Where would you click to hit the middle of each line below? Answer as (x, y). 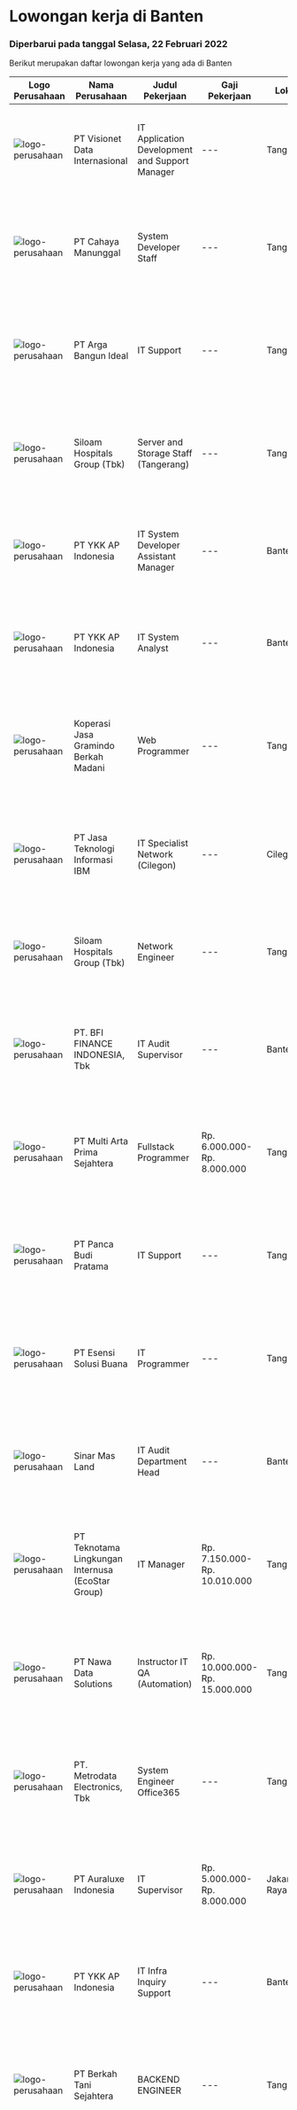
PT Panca (94, 1244)
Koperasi (92, 724)
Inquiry (152, 1982)
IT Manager (161, 1564)
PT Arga (91, 345)
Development (164, 150)
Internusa (93, 1570)
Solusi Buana (101, 1364)
